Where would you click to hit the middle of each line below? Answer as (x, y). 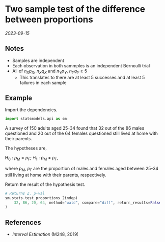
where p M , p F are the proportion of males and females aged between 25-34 (82, 169)
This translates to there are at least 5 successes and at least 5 (82, 77)
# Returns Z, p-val (25, 193)
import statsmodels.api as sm (36, 119)
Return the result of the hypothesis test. (45, 184)
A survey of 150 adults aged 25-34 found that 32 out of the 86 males (75, 128)
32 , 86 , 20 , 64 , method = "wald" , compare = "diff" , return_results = (82, 203)
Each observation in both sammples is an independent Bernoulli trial (81, 65)
